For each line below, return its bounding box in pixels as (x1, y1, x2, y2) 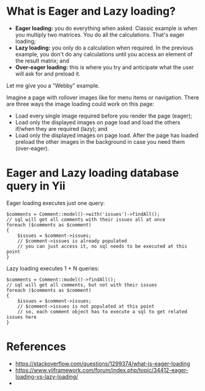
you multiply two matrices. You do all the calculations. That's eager (15, 31, 185, 38)
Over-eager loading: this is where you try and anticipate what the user (15, 63, 194, 71)
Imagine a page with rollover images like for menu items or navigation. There (6, 94, 199, 101)
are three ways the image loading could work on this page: (6, 100, 154, 108)
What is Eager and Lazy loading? (6, 4, 176, 18)
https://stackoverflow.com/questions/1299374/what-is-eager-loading (15, 360, 190, 367)
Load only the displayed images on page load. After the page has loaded (15, 132, 199, 139)
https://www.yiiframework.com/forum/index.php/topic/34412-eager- (15, 366, 188, 374)
